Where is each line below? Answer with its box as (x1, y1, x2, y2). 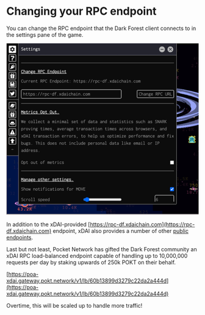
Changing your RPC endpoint (6, 4, 157, 18)
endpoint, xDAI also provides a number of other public (52, 227, 189, 234)
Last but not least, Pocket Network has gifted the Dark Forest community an (6, 245, 197, 252)
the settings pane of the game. (6, 31, 84, 38)
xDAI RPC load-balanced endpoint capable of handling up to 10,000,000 (6, 252, 188, 259)
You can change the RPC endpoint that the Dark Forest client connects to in (6, 25, 196, 32)
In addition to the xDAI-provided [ (6, 221, 90, 228)
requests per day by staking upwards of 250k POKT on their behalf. (6, 259, 176, 266)
